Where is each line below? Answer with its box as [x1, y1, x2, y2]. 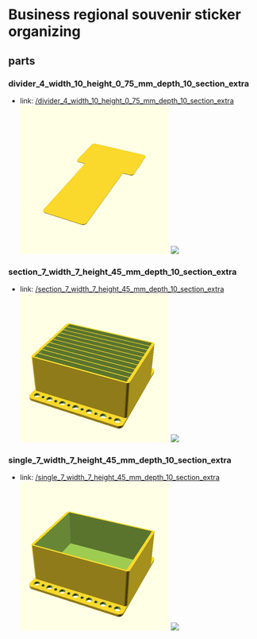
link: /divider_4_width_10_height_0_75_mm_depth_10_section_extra [19, 95, 234, 105]
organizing [8, 22, 81, 41]
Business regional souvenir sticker [8, 6, 242, 24]
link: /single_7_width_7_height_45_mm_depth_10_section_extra [19, 473, 220, 482]
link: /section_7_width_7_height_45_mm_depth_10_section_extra [19, 285, 224, 294]
